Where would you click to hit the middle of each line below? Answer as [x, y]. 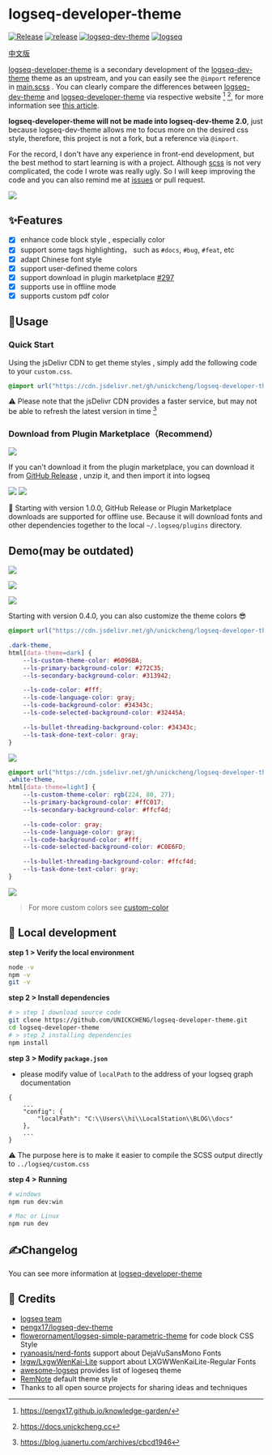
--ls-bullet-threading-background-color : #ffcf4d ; [110, 862]
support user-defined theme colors [79, 268]
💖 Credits [32, 1299]
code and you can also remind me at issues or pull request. [107, 180]
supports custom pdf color [64, 296]
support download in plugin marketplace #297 [97, 277]
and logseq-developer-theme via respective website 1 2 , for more [155, 96]
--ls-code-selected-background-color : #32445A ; [104, 713]
